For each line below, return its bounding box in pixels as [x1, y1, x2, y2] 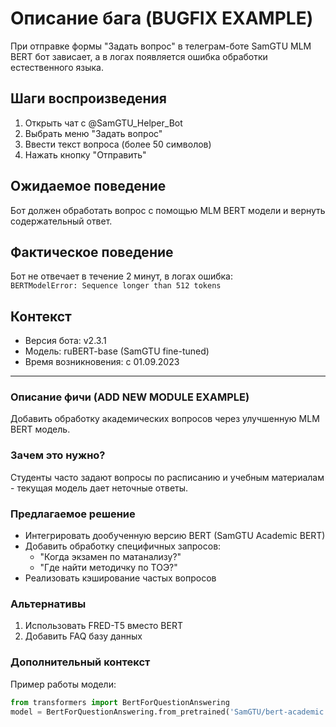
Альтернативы [10, 597, 87, 611]
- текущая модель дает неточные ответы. [10, 482, 189, 494]
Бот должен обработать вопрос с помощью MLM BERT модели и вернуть [10, 204, 326, 216]
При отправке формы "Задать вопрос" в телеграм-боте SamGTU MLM [10, 40, 312, 52]
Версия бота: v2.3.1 [24, 335, 107, 347]
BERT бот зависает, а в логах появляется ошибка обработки [10, 50, 268, 62]
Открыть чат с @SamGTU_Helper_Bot [24, 117, 183, 129]
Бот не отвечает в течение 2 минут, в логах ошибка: [10, 270, 233, 282]
